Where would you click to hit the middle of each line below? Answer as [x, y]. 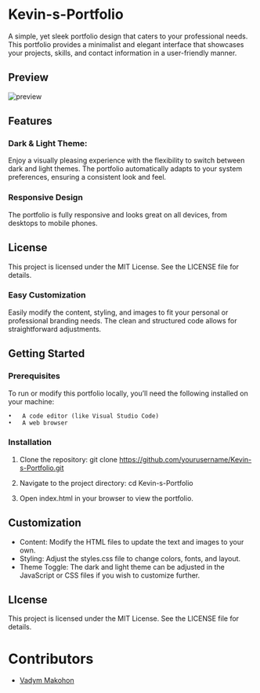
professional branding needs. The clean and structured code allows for [123, 320]
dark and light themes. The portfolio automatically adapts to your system [125, 169]
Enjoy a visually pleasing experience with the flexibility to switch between [126, 160]
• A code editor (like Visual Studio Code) [83, 416]
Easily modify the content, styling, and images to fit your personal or [118, 312]
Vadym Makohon [47, 680]
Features [30, 121]
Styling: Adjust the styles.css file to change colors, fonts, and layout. [130, 558]
